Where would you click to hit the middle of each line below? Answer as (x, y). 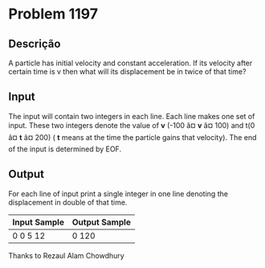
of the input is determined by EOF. (65, 149)
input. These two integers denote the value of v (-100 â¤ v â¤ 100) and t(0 (132, 125)
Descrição (35, 44)
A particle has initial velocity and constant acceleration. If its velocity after (130, 63)
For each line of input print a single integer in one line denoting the (118, 193)
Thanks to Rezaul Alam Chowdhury (66, 255)
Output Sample (101, 222)
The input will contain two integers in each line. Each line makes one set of (132, 116)
